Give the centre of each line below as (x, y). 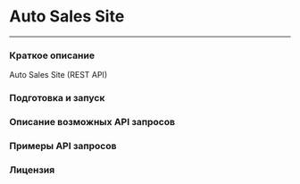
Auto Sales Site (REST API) (58, 75)
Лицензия (32, 170)
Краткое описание (52, 55)
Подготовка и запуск (57, 98)
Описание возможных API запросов (92, 122)
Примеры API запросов (63, 146)
